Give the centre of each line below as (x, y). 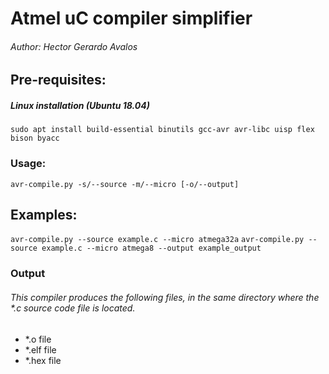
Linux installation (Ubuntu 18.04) (80, 105)
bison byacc (35, 138)
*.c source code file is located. (73, 308)
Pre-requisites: (58, 80)
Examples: (44, 215)
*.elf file (40, 349)
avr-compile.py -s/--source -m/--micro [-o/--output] (125, 184)
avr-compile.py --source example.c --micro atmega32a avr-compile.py (157, 240)
